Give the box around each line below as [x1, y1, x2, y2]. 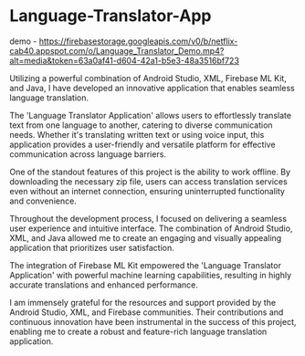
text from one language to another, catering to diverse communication [9, 120, 273, 131]
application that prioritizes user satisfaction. [9, 242, 175, 253]
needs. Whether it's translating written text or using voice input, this [9, 129, 265, 140]
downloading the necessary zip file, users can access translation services [9, 175, 288, 187]
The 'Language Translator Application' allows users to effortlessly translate [9, 110, 292, 120]
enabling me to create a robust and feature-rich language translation [9, 326, 268, 337]
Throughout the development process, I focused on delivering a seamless [9, 213, 288, 224]
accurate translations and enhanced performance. [9, 279, 199, 290]
